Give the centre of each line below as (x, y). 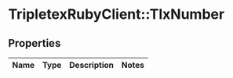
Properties (35, 43)
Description (91, 65)
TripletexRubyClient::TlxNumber (116, 14)
